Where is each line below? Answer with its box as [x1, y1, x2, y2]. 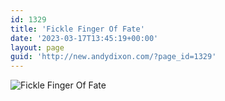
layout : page [10, 42, 65, 53]
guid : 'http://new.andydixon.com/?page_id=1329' [10, 52, 217, 62]
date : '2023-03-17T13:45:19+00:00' [10, 33, 159, 43]
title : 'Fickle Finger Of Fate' [10, 24, 145, 34]
